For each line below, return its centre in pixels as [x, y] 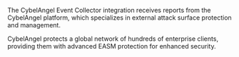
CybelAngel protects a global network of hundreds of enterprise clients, [113, 39]
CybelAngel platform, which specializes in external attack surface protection [119, 18]
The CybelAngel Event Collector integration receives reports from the [109, 10]
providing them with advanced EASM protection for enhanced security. [112, 46]
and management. [34, 25]
